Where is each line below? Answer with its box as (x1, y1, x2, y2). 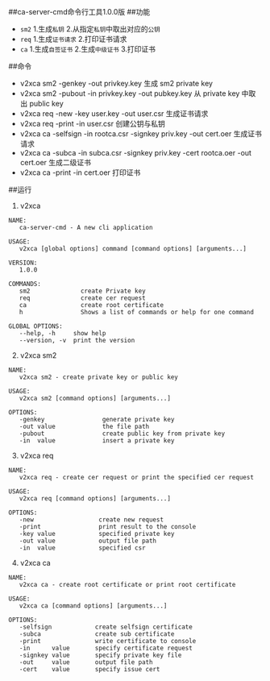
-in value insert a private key (19, 437, 175, 445)
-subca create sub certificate (19, 630, 175, 638)
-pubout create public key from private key (19, 430, 226, 438)
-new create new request (19, 516, 164, 524)
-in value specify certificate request (19, 644, 193, 652)
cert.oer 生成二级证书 (19, 158, 91, 167)
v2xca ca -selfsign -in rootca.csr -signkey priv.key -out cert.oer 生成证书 (19, 129, 262, 139)
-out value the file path (19, 422, 150, 430)
